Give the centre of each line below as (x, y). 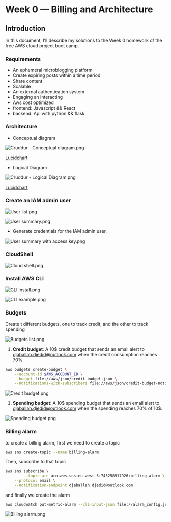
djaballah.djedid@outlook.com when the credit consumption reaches (85, 354)
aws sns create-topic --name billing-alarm (52, 452)
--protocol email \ (35, 481)
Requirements (23, 59)
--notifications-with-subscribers (51, 383)
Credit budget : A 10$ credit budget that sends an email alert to (79, 349)
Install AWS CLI (25, 279)
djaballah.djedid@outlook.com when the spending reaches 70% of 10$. (88, 408)
